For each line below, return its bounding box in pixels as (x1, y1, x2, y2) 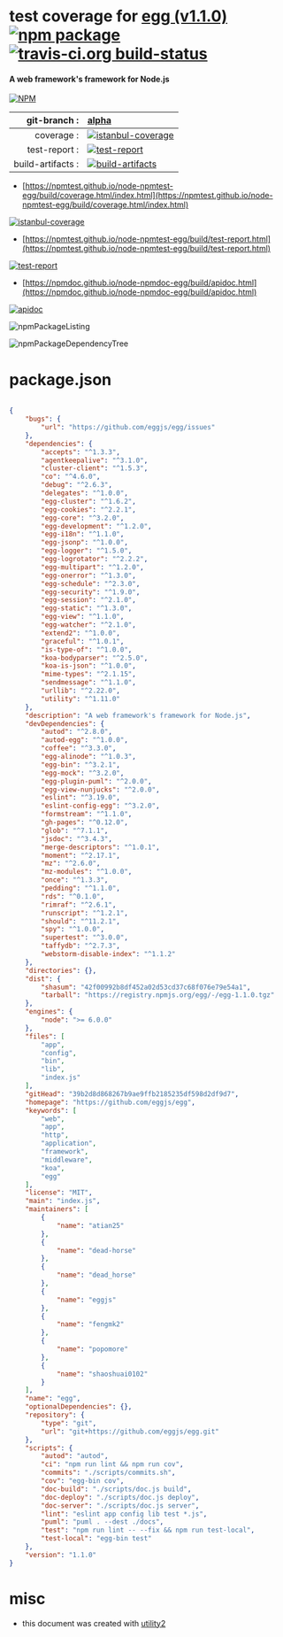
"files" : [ (25, 1031, 65, 1041)
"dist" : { (25, 974, 62, 984)
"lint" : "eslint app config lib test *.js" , (41, 1510, 208, 1518)
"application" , (41, 1139, 97, 1148)
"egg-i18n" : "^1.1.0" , (41, 529, 125, 539)
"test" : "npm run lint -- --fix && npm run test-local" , (41, 1525, 255, 1535)
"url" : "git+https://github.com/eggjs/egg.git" (41, 1427, 219, 1436)
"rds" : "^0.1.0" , (41, 892, 104, 900)
